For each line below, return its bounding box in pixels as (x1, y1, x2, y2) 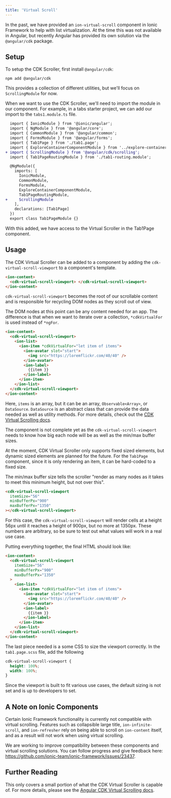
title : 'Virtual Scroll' (5, 7, 58, 13)
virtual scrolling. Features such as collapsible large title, (5, 722, 122, 728)
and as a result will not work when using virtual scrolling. (5, 733, 124, 739)
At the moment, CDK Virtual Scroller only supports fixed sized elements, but (5, 447, 164, 453)
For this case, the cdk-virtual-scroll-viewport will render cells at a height (5, 517, 162, 523)
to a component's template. (59, 264, 117, 271)
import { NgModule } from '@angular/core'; (10, 126, 103, 131)
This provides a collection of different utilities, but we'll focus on (5, 85, 140, 91)
